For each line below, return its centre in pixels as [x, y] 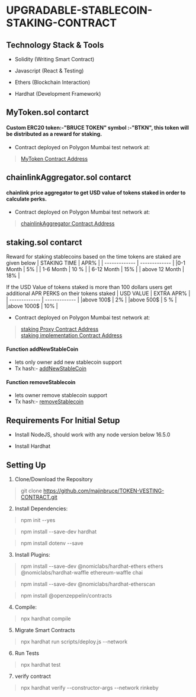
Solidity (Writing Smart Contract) [54, 59]
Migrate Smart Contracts [45, 630]
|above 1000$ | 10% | [32, 306]
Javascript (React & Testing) [49, 71]
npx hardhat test [41, 665]
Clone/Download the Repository [54, 479]
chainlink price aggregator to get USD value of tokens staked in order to [96, 192]
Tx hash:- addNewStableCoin [51, 369]
